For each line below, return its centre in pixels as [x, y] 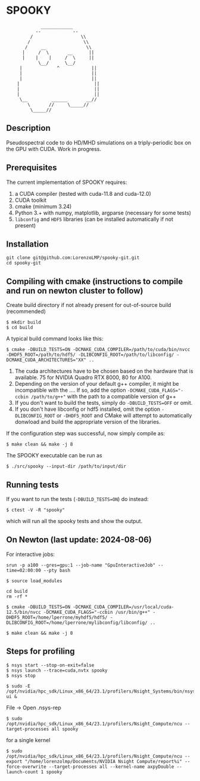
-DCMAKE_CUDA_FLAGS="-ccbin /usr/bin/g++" [97, 612]
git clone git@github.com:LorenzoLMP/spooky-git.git [73, 258]
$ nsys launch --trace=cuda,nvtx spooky [57, 670]
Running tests [33, 485]
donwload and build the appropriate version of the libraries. [87, 422]
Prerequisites [32, 168]
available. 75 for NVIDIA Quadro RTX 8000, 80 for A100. [83, 377]
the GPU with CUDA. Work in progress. [54, 149]
